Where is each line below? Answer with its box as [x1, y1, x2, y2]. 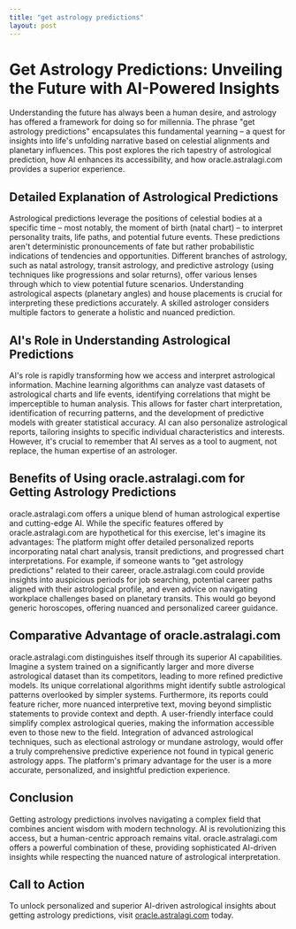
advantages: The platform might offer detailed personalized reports [9, 537, 254, 547]
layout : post [9, 21, 57, 30]
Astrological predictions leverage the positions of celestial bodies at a [9, 213, 262, 224]
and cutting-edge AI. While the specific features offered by [9, 517, 224, 528]
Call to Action [9, 877, 86, 892]
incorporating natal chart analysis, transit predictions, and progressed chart [9, 546, 285, 556]
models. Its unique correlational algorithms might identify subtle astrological [9, 679, 285, 691]
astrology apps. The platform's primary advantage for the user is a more [9, 755, 272, 766]
